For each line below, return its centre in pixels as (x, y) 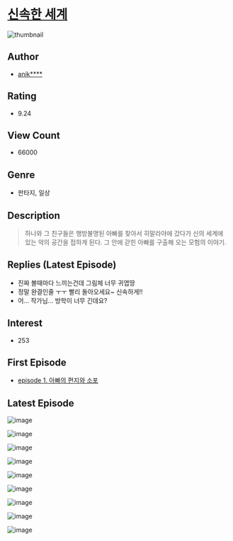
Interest (25, 323)
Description (34, 216)
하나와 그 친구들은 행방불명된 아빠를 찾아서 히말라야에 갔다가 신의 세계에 (124, 233)
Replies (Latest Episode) (62, 265)
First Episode (37, 363)
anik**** (30, 74)
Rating (22, 96)
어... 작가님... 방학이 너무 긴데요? (62, 300)
